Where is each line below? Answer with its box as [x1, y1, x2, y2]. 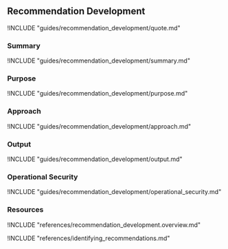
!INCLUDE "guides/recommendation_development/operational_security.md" [7, 188, 222, 196]
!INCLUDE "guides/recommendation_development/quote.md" [7, 23, 181, 32]
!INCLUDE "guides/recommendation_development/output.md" [7, 155, 183, 163]
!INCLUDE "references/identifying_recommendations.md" [7, 234, 170, 242]
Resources [7, 205, 44, 215]
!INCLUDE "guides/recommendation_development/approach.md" [7, 122, 192, 130]
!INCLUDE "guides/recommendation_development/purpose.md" [7, 89, 188, 98]
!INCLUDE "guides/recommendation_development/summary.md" [7, 56, 191, 65]
